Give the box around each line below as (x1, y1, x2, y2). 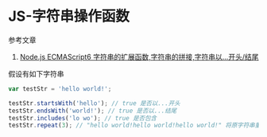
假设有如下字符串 (8, 68, 64, 78)
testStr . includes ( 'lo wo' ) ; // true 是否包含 (8, 114, 157, 122)
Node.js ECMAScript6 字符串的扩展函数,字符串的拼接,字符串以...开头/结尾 (19, 52, 259, 61)
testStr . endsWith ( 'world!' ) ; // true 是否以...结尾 (8, 107, 177, 115)
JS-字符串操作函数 (8, 7, 130, 25)
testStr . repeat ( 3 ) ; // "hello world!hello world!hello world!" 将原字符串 (8, 121, 256, 130)
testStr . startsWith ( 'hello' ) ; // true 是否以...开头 (8, 99, 180, 108)
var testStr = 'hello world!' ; (8, 84, 112, 92)
